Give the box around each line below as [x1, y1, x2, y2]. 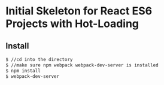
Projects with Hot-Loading [5, 17, 139, 31]
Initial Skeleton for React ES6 [5, 4, 153, 18]
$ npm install [5, 68, 41, 74]
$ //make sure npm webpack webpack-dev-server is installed [5, 62, 159, 68]
